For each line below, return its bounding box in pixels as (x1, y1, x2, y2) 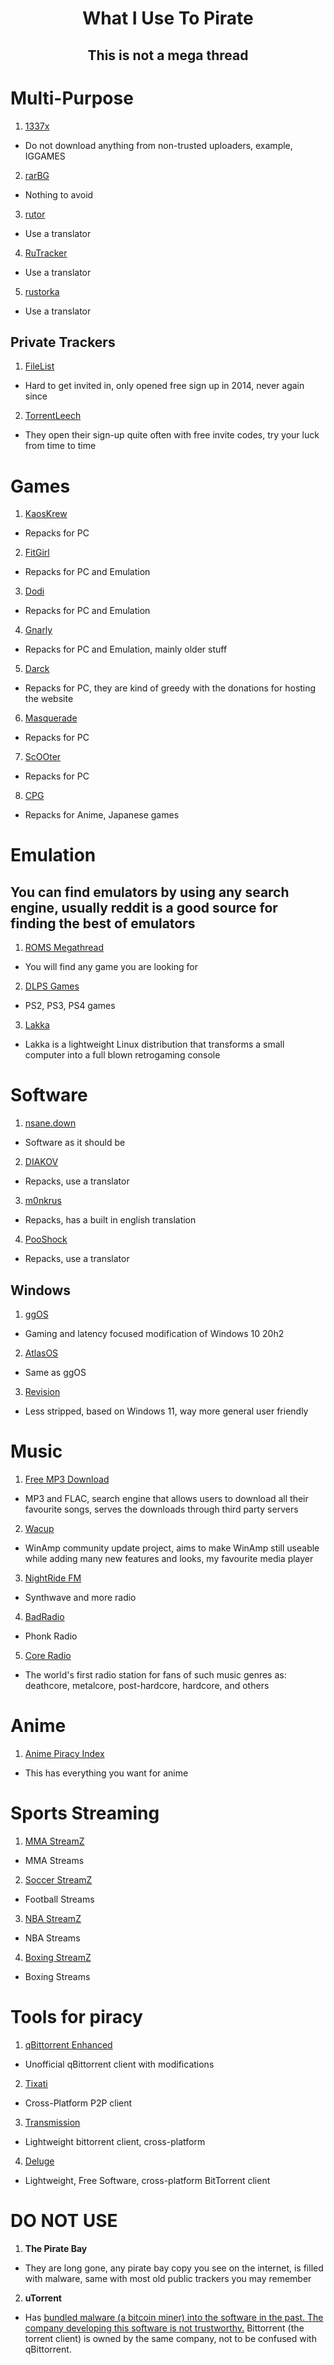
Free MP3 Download (24, 1473, 110, 1485)
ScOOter (24, 751, 62, 763)
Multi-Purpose (10, 87, 134, 109)
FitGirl (24, 547, 50, 559)
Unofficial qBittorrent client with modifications (24, 2058, 215, 2070)
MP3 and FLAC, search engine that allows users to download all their (24, 1492, 309, 1504)
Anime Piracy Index (24, 1747, 105, 1759)
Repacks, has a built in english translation (24, 1214, 197, 1226)
